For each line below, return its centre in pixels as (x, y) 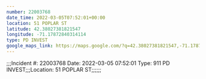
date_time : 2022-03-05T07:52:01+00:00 (56, 18)
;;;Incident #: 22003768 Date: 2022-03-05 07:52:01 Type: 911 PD (88, 63)
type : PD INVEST (27, 40)
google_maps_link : (30, 46)
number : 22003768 (29, 12)
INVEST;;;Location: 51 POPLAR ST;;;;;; (54, 69)
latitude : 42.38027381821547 (44, 29)
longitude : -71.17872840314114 (46, 35)
